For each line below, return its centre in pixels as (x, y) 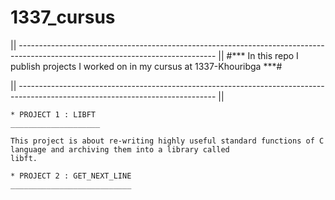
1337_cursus (63, 17)
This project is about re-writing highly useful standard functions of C (167, 141)
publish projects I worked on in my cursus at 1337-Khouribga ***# (146, 66)
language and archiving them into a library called (120, 149)
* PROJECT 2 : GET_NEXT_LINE (71, 176)
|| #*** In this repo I (258, 55)
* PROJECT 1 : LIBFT (53, 114)
